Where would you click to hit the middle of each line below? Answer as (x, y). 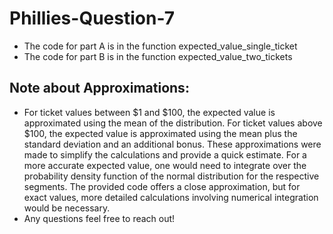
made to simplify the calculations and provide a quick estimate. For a (165, 154)
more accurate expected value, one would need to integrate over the (165, 165)
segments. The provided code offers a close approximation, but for (162, 186)
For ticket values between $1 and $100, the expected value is (149, 112)
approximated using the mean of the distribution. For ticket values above (173, 123)
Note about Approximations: (99, 88)
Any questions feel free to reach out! (99, 218)
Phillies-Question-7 (92, 18)
